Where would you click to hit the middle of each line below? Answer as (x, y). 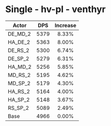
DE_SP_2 (19, 58)
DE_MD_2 (20, 34)
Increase (65, 25)
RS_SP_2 (19, 108)
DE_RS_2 (19, 50)
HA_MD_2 (20, 67)
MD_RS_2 (19, 75)
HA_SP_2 (19, 100)
